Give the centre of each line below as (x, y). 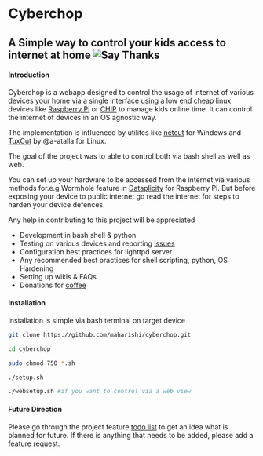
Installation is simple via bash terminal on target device (97, 320)
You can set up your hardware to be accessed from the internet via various (129, 179)
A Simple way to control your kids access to (117, 43)
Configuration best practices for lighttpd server (96, 251)
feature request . (34, 443)
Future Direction (35, 409)
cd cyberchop (29, 349)
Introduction (29, 75)
